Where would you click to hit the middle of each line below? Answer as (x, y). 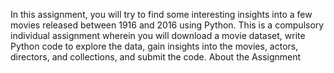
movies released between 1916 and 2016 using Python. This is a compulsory (167, 25)
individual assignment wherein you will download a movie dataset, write (158, 35)
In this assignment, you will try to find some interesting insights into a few (161, 14)
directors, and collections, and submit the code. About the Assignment (156, 57)
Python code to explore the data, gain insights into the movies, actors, (154, 46)
